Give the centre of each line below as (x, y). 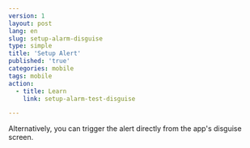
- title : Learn (41, 91)
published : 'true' (39, 61)
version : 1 (27, 16)
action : (21, 83)
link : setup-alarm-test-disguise (79, 99)
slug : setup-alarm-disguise (56, 38)
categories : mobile (41, 69)
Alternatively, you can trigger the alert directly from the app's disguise (125, 129)
